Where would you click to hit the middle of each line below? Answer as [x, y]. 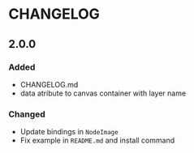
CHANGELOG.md [49, 84]
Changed [27, 114]
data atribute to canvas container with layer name [103, 93]
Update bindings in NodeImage [69, 132]
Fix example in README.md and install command [97, 140]
